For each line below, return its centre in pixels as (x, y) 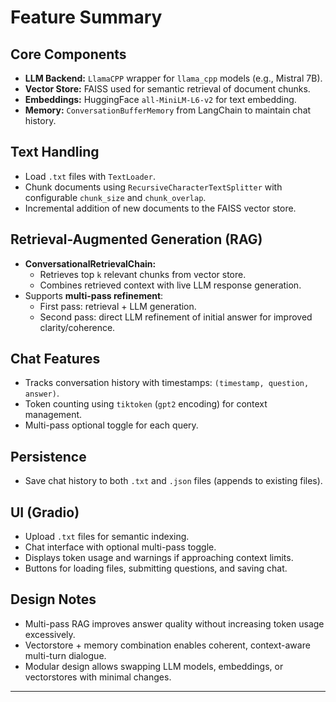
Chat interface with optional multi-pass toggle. (120, 547)
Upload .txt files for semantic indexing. (107, 537)
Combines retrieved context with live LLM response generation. (170, 285)
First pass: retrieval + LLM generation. (118, 306)
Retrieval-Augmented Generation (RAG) (136, 239)
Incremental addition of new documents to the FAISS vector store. (160, 208)
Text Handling (55, 152)
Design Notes (53, 599)
